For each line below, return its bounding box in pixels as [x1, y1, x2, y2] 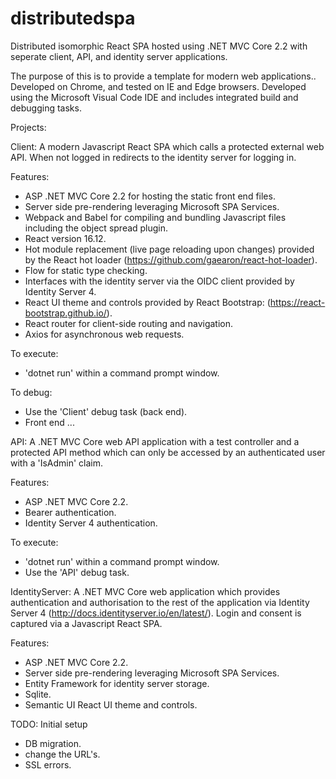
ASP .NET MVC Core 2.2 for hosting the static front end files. [24, 190, 276, 202]
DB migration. [24, 737, 82, 749]
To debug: [10, 386, 53, 398]
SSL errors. [24, 758, 72, 771]
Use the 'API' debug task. [24, 566, 130, 578]
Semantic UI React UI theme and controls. [24, 698, 198, 711]
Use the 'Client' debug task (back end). [24, 405, 188, 417]
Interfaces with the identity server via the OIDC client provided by [24, 275, 295, 287]
